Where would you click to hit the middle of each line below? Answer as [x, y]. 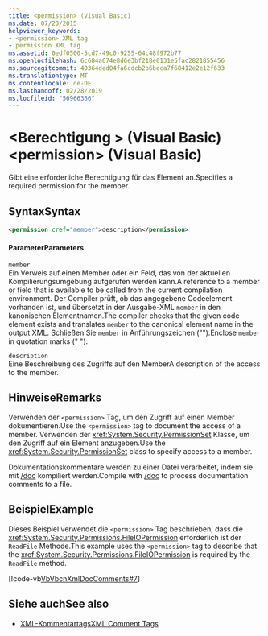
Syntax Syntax [45, 211]
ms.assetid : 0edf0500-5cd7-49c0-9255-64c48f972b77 [95, 53]
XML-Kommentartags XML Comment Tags [89, 623]
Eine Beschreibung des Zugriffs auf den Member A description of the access [134, 364]
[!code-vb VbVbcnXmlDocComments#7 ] [74, 578]
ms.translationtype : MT [48, 76]
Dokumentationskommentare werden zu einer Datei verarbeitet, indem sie [131, 467]
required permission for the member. [69, 186]
